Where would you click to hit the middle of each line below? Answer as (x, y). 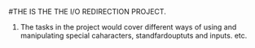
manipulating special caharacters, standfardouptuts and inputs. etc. (134, 36)
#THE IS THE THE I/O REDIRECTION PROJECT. (88, 12)
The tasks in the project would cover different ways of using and (128, 27)
